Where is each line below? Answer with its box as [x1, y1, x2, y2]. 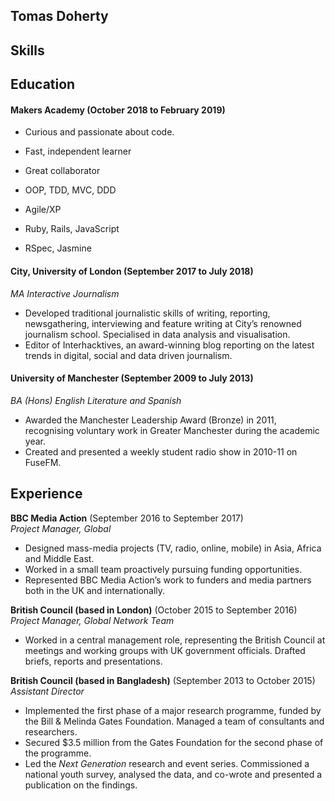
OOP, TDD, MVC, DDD [24, 184, 117, 196]
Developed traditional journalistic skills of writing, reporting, [24, 307, 271, 319]
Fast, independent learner [24, 145, 132, 158]
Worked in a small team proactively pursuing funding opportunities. [24, 563, 303, 575]
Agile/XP [24, 204, 62, 216]
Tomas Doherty [10, 8, 109, 25]
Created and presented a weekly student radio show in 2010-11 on [24, 445, 298, 458]
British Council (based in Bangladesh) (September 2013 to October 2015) [10, 674, 316, 686]
